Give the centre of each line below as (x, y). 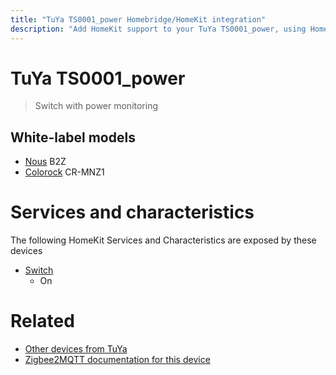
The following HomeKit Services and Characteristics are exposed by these (163, 240)
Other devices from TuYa (76, 349)
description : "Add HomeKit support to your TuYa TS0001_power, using (158, 29)
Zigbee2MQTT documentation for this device (117, 360)
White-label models (73, 137)
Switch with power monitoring (96, 106)
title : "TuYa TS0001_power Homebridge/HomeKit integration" (138, 19)
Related (42, 321)
